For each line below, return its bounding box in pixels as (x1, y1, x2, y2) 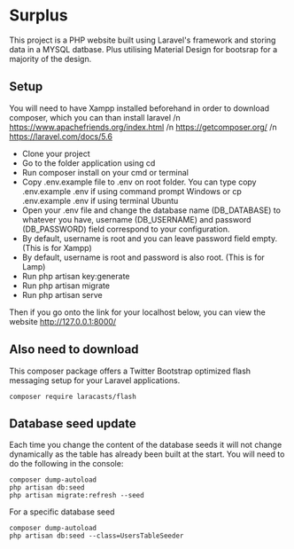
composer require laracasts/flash (9, 392, 137, 401)
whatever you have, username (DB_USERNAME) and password (21, 214, 251, 224)
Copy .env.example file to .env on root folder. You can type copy (21, 176, 257, 187)
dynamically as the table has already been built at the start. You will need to (9, 449, 285, 459)
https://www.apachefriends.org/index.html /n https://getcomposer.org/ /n (9, 122, 277, 132)
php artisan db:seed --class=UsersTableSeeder (9, 531, 184, 541)
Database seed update (9, 416, 136, 431)
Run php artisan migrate (21, 280, 111, 291)
